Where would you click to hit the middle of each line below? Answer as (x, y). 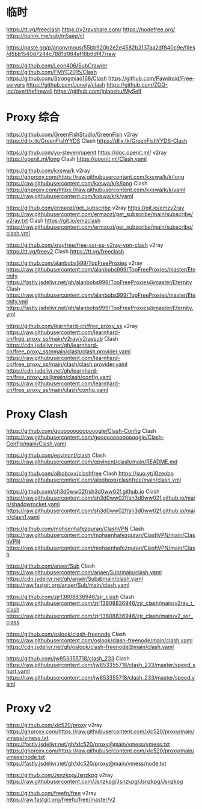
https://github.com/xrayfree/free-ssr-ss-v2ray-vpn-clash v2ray (85, 245)
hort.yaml (18, 671)
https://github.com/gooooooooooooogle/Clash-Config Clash (81, 430)
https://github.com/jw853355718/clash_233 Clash (68, 658)
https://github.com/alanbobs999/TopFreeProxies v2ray (75, 263)
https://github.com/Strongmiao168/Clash (57, 78)
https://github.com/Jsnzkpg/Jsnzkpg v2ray (60, 775)
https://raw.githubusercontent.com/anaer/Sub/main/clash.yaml (84, 572)
